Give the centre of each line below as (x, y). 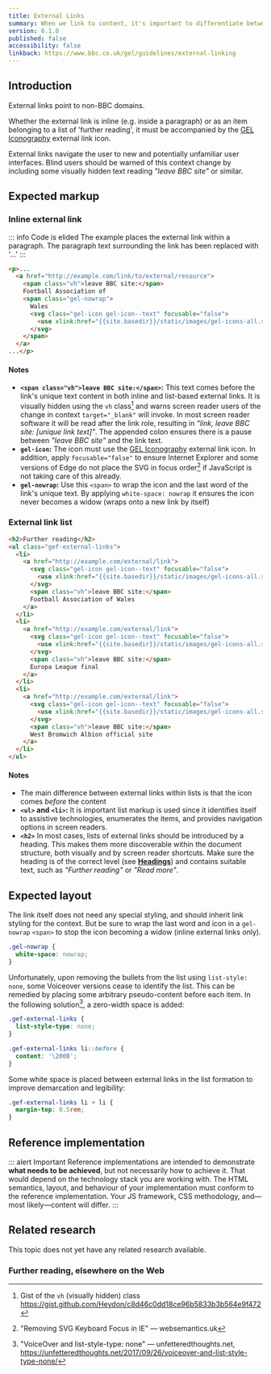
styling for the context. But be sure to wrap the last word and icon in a (124, 924)
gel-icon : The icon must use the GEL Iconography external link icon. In (138, 449)
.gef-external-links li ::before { (67, 1048)
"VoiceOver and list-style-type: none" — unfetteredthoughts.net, (127, 1344)
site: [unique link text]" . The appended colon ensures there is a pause (136, 432)
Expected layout (50, 895)
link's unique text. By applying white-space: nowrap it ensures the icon (137, 493)
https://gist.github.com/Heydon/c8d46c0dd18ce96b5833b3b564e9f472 (141, 1305)
